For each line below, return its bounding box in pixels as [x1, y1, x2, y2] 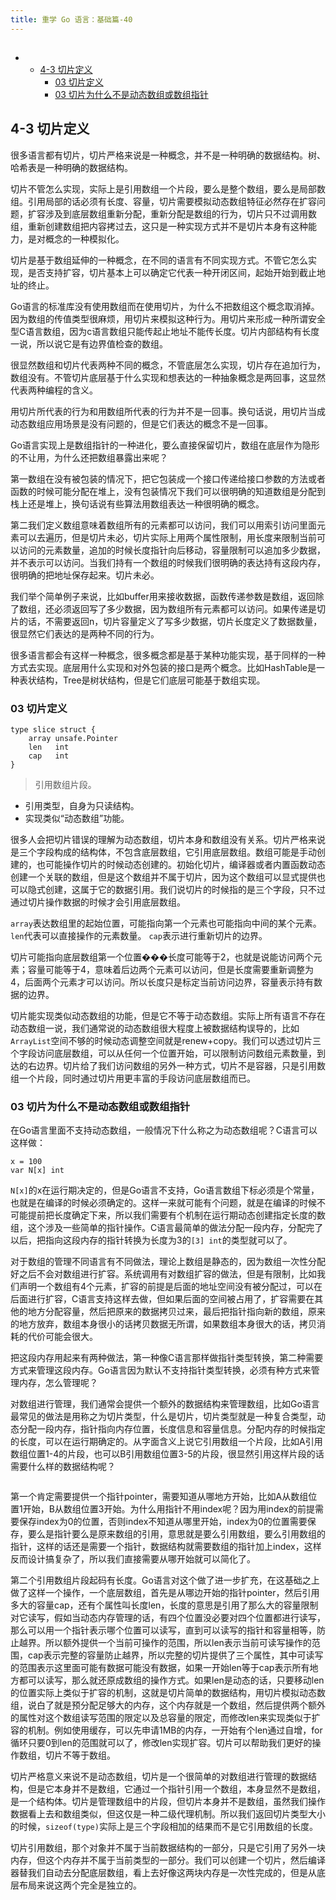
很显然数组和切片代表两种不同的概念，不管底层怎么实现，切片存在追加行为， [10, 359, 326, 371]
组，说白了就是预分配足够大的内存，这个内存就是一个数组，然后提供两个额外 [10, 1699, 326, 1711]
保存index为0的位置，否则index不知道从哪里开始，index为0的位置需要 [18, 1516, 308, 1528]
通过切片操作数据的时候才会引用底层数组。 [10, 896, 186, 908]
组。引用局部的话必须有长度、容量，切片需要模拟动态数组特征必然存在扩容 [10, 195, 317, 207]
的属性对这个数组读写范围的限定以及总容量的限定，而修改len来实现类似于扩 [10, 1712, 321, 1724]
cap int [28, 751, 70, 761]
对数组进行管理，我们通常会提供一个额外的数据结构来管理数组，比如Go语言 [10, 1398, 320, 1410]
